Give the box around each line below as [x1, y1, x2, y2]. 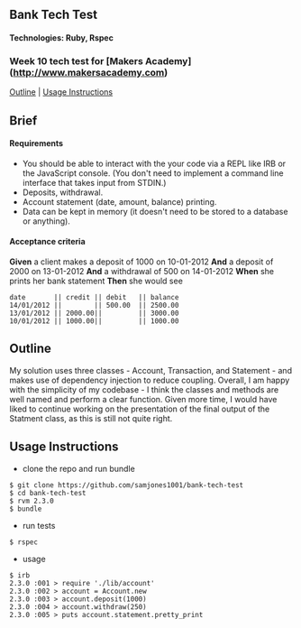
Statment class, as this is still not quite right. [9, 412, 173, 423]
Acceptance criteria [9, 236, 86, 247]
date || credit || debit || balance [9, 293, 179, 302]
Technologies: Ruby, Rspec [9, 32, 114, 43]
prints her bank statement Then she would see [9, 275, 183, 287]
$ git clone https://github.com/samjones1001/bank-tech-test [9, 480, 244, 490]
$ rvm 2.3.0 [9, 496, 54, 505]
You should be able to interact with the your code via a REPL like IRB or [22, 158, 287, 169]
